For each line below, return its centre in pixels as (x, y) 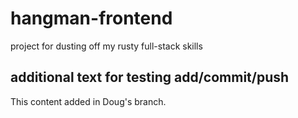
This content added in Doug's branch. (88, 101)
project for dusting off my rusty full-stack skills (106, 46)
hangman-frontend (91, 18)
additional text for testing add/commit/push (150, 77)
